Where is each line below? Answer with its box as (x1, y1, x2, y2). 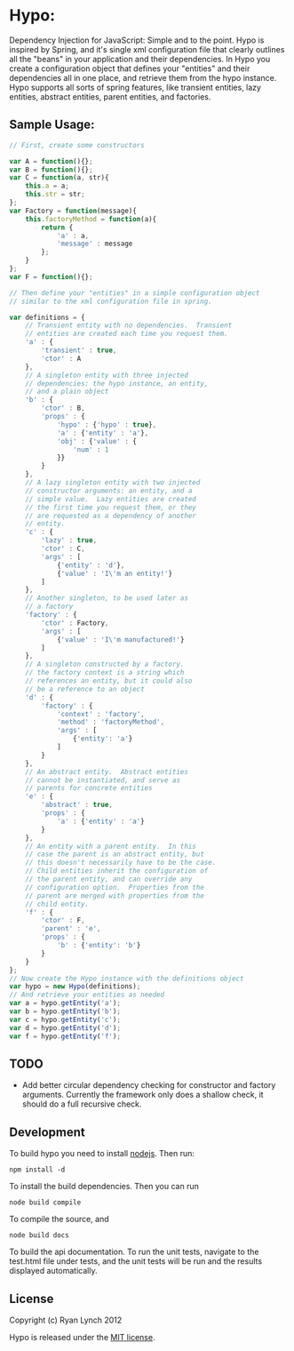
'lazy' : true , (41, 536, 98, 545)
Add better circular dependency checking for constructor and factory (21, 1080, 276, 1091)
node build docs (9, 1231, 69, 1240)
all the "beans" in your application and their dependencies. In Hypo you (9, 53, 271, 64)
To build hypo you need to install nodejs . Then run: (9, 1148, 195, 1159)
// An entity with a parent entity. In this (25, 842, 197, 851)
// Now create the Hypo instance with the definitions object (9, 974, 244, 983)
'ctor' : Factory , (41, 619, 109, 628)
